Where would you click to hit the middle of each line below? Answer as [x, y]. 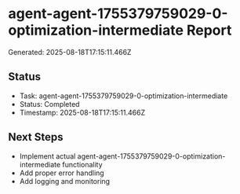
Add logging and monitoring [65, 181]
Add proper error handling [62, 173]
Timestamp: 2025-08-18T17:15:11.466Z [82, 112]
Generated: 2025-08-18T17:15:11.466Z [70, 52]
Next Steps [36, 137]
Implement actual [47, 156]
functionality [83, 164]
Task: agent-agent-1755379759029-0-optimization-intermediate [124, 96]
